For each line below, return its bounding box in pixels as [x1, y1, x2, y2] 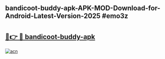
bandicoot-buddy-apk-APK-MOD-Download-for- [5, 4, 161, 12]
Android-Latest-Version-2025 [5, 12, 101, 20]
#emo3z [102, 12, 129, 20]
